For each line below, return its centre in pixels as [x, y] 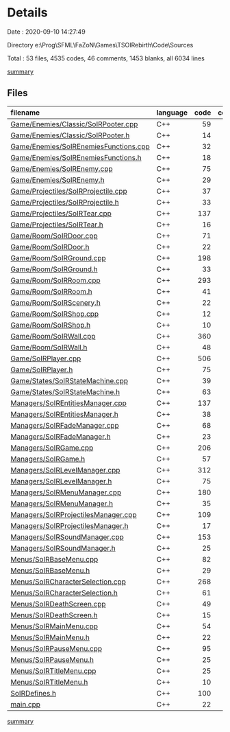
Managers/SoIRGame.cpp [52, 448]
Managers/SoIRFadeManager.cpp [65, 425]
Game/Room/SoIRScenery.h [56, 302]
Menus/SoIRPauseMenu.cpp [56, 648]
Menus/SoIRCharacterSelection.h [64, 593]
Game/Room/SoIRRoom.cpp [55, 280]
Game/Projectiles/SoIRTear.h [57, 225]
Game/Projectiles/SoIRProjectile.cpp [69, 191]
